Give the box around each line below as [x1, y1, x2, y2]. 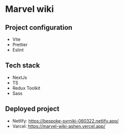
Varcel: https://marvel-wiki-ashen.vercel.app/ [12, 123, 106, 129]
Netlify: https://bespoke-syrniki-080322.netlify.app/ [12, 118, 119, 124]
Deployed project [5, 105, 60, 113]
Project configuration [5, 23, 73, 32]
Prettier [12, 42, 28, 48]
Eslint [12, 47, 24, 53]
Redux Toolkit [12, 85, 41, 91]
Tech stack [5, 61, 40, 70]
